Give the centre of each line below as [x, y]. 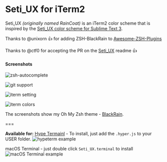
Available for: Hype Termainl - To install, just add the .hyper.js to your [78, 134]
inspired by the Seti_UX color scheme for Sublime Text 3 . [64, 28]
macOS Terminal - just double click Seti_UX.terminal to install [69, 149]
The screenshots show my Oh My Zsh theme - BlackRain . [64, 114]
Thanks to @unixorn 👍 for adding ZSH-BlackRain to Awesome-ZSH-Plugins [83, 38]
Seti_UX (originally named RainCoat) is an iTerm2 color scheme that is [78, 23]
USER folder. [18, 139]
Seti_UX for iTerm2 [45, 9]
